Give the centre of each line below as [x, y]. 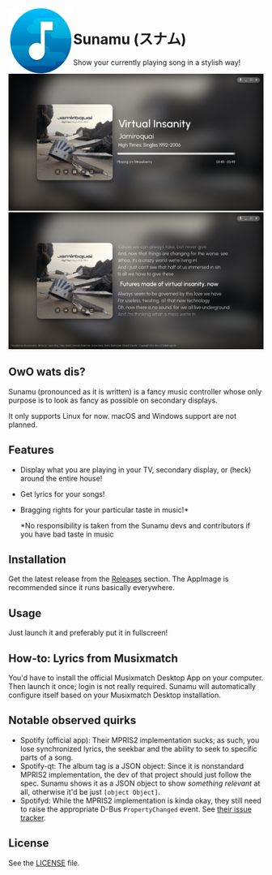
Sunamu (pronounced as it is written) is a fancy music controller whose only [135, 391]
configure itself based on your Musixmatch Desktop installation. [115, 695]
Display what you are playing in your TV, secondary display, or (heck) [136, 469]
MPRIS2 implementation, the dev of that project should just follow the [136, 774]
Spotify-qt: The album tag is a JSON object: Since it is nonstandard [132, 765]
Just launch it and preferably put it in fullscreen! [88, 633]
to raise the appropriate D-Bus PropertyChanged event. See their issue [136, 809]
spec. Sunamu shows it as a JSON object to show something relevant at [140, 783]
